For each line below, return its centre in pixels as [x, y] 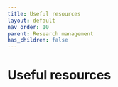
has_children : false [38, 40]
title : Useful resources [44, 14]
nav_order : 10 [28, 27]
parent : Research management [50, 34]
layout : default [31, 21]
